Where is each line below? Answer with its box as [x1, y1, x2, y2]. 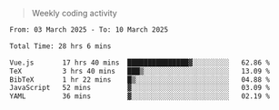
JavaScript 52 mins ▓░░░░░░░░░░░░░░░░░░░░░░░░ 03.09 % [9, 84, 271, 93]
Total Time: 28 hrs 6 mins [9, 41, 112, 51]
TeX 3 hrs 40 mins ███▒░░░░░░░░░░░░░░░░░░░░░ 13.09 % [9, 66, 271, 75]
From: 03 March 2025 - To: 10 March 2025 [9, 25, 169, 35]
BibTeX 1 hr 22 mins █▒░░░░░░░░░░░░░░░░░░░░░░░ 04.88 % [9, 75, 271, 85]
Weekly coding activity [31, 8, 118, 18]
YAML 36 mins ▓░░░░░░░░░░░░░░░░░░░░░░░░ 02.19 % [9, 92, 271, 101]
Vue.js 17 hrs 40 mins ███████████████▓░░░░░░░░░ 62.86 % [9, 58, 271, 67]
